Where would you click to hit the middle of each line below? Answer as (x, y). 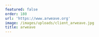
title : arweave (20, 27)
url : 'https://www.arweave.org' (38, 18)
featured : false (21, 9)
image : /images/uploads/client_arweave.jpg (50, 23)
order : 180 (16, 14)
